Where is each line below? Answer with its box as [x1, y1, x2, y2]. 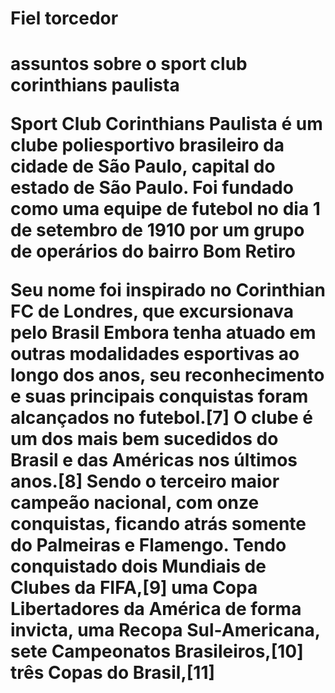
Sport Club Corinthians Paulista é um [10, 113, 323, 136]
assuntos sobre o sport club [10, 53, 248, 76]
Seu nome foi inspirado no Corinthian [10, 279, 326, 302]
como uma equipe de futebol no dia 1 [10, 198, 321, 221]
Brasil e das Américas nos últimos [10, 449, 298, 472]
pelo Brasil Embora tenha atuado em [10, 322, 317, 344]
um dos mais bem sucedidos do [10, 428, 279, 451]
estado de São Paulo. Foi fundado [10, 177, 294, 199]
